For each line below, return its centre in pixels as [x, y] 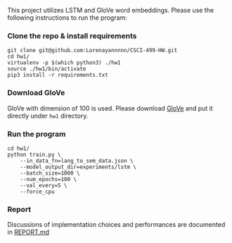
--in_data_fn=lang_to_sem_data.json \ [77, 161]
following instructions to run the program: [67, 18]
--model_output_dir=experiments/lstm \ [78, 167]
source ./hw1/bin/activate [47, 69]
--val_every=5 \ [44, 185]
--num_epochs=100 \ [49, 179]
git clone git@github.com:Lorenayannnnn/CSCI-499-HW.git [92, 51]
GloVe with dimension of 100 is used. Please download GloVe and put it [110, 108]
